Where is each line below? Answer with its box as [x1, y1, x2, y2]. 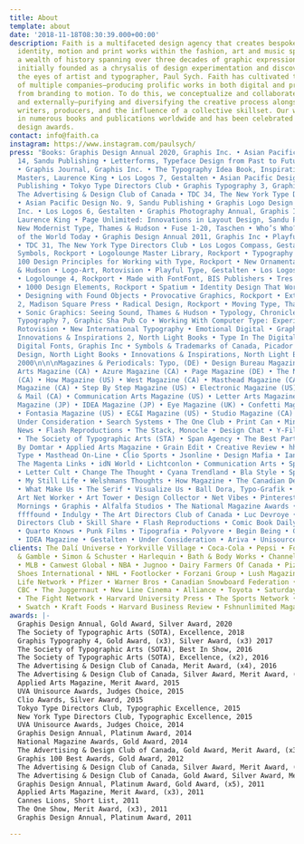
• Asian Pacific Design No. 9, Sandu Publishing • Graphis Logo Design [17, 198, 294, 208]
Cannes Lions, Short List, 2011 [17, 796, 140, 806]
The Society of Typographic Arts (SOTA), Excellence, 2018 [17, 628, 245, 637]
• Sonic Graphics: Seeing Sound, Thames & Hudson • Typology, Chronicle [17, 308, 298, 317]
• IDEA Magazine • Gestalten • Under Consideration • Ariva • [17, 535, 257, 544]
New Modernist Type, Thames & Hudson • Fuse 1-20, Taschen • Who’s [17, 224, 278, 233]
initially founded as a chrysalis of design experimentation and [17, 64, 270, 73]
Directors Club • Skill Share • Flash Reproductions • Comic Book [17, 518, 273, 528]
